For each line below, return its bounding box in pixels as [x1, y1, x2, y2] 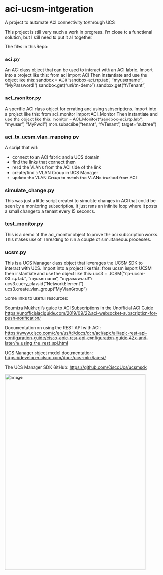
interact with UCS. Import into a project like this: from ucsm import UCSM [5, 265, 152, 271]
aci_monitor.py [5, 95, 41, 101]
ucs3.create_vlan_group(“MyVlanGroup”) [5, 286, 87, 292]
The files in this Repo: [5, 43, 49, 49]
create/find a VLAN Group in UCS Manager [12, 169, 99, 175]
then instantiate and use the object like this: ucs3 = [5, 270, 108, 276]
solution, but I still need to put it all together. [5, 34, 93, 40]
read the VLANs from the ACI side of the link [12, 164, 101, 170]
